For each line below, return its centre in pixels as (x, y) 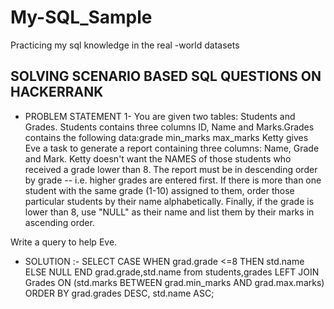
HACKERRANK (57, 92)
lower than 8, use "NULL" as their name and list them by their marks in (169, 212)
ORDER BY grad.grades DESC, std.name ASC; (119, 293)
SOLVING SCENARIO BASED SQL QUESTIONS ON (166, 76)
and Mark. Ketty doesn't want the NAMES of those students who (158, 158)
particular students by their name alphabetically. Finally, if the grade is (169, 201)
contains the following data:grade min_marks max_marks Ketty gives (166, 137)
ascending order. (59, 222)
